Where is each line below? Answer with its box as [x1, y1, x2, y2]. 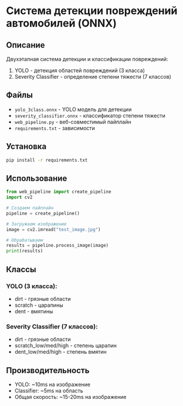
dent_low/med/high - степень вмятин [14, 348, 107, 355]
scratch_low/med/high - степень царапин [14, 342, 117, 349]
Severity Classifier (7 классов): [6, 322, 98, 330]
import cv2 [6, 194, 33, 200]
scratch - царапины [14, 301, 63, 308]
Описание [6, 40, 45, 50]
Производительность [6, 365, 90, 375]
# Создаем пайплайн [6, 205, 54, 211]
